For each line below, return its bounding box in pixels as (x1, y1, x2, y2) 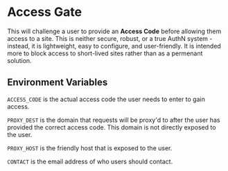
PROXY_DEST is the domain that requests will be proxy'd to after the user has (7, 116, 220, 124)
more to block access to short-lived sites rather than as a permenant (7, 49, 203, 57)
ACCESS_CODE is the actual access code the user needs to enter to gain (7, 95, 206, 103)
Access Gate (7, 4, 82, 20)
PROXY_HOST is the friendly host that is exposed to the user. (7, 143, 173, 152)
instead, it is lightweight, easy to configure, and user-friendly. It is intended (7, 42, 222, 50)
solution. (7, 56, 33, 64)
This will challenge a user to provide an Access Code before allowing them (7, 27, 222, 35)
